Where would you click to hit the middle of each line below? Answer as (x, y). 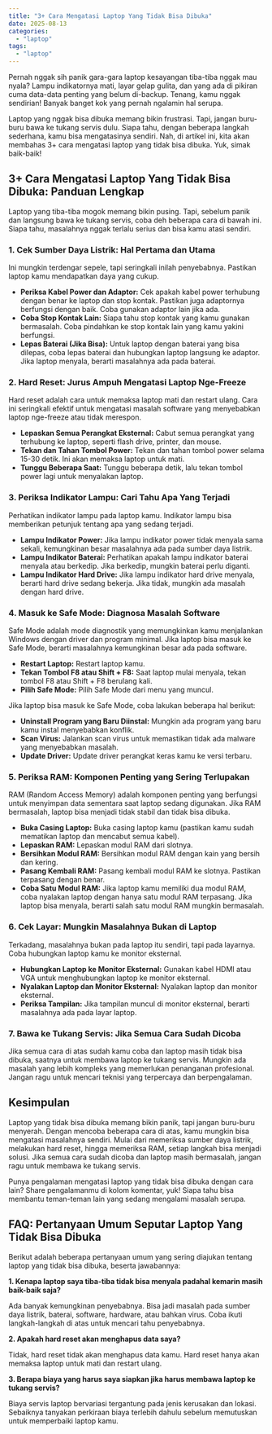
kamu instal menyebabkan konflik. (77, 730)
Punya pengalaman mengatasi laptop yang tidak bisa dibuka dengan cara (131, 1181)
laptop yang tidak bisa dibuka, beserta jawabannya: (95, 1265)
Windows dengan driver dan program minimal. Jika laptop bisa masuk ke (130, 639)
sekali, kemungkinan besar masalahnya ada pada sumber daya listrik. (136, 548)
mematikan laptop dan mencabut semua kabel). (100, 837)
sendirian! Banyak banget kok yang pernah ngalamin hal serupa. (116, 103)
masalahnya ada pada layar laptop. (78, 1012)
